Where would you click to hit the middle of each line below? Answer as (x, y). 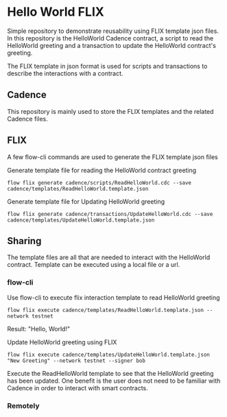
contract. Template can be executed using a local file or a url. (94, 265)
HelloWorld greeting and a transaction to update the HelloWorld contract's (111, 45)
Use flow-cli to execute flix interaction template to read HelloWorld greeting (114, 297)
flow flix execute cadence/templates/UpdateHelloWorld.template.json (109, 355)
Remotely (23, 405)
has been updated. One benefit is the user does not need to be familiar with (114, 381)
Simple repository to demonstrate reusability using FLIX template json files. (113, 31)
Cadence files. (27, 119)
